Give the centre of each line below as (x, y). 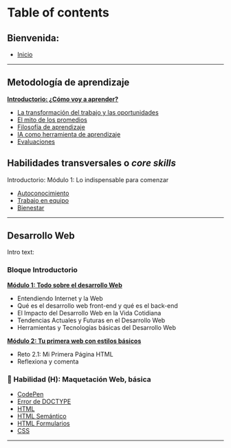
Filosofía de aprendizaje (51, 127)
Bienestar (31, 208)
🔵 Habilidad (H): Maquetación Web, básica (79, 379)
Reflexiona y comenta (48, 361)
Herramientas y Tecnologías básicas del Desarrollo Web (97, 327)
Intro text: (21, 252)
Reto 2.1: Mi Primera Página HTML (65, 354)
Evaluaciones (36, 142)
